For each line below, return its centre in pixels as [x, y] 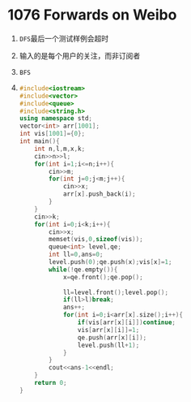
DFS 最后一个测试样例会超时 [64, 38]
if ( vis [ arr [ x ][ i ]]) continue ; [126, 322]
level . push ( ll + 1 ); [108, 345]
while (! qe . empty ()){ [83, 270]
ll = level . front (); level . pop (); [116, 292]
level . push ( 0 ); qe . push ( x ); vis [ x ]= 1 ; [110, 262]
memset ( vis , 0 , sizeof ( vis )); [96, 240]
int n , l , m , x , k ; [60, 149]
